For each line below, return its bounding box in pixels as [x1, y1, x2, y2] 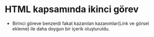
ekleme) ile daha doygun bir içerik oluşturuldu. [12, 25, 110, 31]
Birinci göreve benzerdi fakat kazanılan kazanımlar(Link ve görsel [12, 20, 149, 26]
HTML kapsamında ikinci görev [5, 4, 139, 15]
